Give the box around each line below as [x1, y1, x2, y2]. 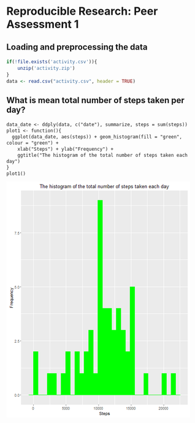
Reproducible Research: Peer [6, 4, 158, 18]
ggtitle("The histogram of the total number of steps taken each [17, 152, 188, 159]
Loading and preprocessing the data [6, 42, 148, 52]
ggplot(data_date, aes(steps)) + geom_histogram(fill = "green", [12, 134, 183, 140]
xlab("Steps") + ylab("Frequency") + [17, 146, 114, 153]
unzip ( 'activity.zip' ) [17, 65, 75, 71]
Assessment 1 [6, 17, 79, 31]
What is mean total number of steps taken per [6, 95, 185, 105]
